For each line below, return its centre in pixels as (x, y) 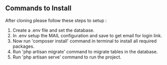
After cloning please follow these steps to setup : (56, 20)
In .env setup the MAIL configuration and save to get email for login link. (87, 35)
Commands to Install (38, 8)
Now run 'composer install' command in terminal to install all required (85, 41)
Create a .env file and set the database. (53, 30)
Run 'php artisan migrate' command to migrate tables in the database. (85, 51)
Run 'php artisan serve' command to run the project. (67, 57)
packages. (23, 46)
